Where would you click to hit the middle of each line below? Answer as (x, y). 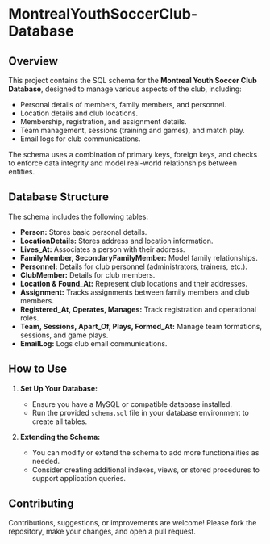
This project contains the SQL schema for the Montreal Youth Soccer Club (133, 80)
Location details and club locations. (79, 113)
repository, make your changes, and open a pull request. (102, 531)
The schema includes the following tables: (79, 216)
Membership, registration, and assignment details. (103, 121)
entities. (21, 172)
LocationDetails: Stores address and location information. (116, 241)
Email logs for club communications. (80, 139)
